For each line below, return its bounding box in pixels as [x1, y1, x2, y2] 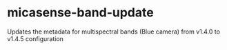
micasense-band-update [7, 5, 154, 21]
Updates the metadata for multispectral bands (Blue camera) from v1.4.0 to [7, 27, 221, 36]
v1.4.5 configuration [7, 34, 64, 42]
